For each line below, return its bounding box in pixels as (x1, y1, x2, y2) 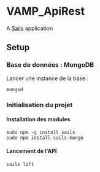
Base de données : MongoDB (6, 61, 94, 69)
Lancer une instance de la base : (6, 75, 89, 82)
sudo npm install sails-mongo (6, 135, 84, 141)
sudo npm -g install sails (6, 129, 75, 135)
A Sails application (6, 24, 53, 32)
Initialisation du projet (6, 100, 73, 109)
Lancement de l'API (6, 148, 57, 155)
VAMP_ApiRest (6, 4, 85, 18)
